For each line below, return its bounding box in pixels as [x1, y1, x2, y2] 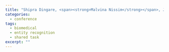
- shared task [10, 35, 39, 40]
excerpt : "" [5, 40, 30, 45]
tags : [5, 21, 17, 26]
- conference [10, 16, 37, 21]
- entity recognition [10, 30, 55, 35]
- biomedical [10, 26, 37, 31]
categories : [5, 12, 30, 17]
